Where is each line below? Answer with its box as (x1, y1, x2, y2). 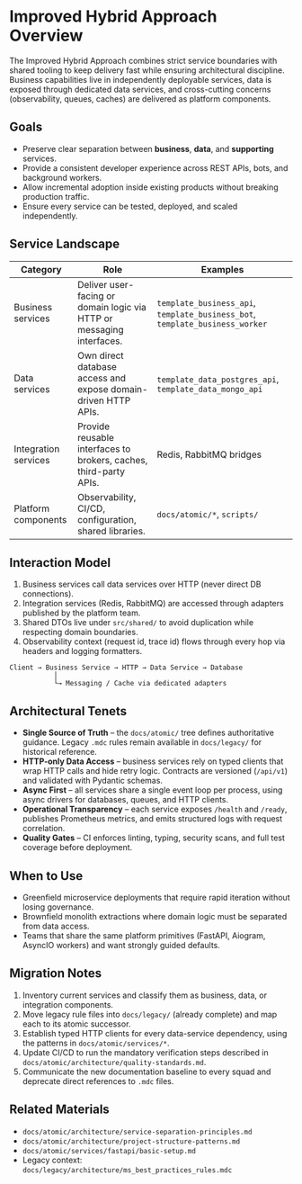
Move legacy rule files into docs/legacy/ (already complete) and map (22, 1009, 278, 1019)
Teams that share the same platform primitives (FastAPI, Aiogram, (22, 930, 266, 941)
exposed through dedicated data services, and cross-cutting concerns (9, 84, 271, 94)
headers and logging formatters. (22, 646, 143, 657)
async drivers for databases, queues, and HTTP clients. (22, 794, 229, 805)
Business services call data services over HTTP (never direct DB (22, 579, 262, 590)
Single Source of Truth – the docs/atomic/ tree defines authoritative (22, 727, 274, 739)
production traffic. (22, 191, 90, 202)
